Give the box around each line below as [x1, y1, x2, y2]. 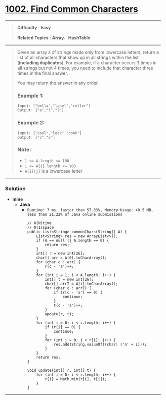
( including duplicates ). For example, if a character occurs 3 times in [17, 59, 157, 65]
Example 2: [17, 119, 45, 126]
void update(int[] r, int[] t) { [27, 368, 96, 373]
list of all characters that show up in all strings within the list [17, 54, 139, 60]
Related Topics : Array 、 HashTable [17, 35, 90, 41]
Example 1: [17, 92, 44, 99]
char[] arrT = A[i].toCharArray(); [44, 281, 118, 287]
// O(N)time [27, 221, 52, 226]
